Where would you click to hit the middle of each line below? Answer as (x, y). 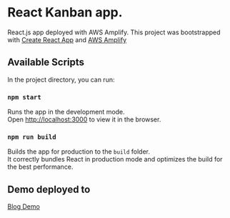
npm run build (32, 137)
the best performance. (40, 167)
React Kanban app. (65, 13)
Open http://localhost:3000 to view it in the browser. (84, 119)
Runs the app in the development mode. (66, 112)
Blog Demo (24, 207)
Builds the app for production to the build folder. (79, 152)
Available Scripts (46, 63)
